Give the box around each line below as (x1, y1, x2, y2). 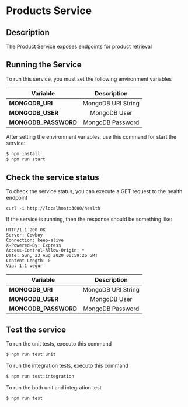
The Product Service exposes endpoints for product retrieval (6, 43, 152, 50)
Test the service (6, 324, 66, 334)
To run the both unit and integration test (6, 384, 102, 391)
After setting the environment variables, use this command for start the (6, 133, 177, 140)
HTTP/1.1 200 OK (6, 227, 46, 233)
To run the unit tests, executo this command (6, 340, 112, 347)
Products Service (6, 4, 92, 18)
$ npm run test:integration (6, 374, 75, 379)
